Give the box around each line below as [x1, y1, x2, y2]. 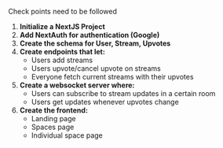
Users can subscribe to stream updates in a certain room [31, 89, 216, 98]
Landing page [31, 114, 76, 123]
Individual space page [31, 131, 104, 140]
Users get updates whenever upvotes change [31, 98, 179, 106]
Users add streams [31, 55, 93, 65]
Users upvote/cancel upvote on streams [31, 64, 161, 73]
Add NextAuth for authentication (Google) [19, 31, 160, 39]
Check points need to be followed [8, 7, 118, 16]
